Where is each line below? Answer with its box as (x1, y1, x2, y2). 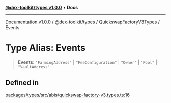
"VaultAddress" (17, 64, 50, 69)
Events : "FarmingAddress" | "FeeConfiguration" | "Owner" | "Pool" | (17, 59, 158, 65)
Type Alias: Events (5, 42, 85, 54)
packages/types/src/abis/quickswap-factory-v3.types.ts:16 (5, 92, 130, 98)
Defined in (5, 79, 39, 87)
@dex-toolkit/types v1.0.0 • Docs (5, 5, 78, 10)
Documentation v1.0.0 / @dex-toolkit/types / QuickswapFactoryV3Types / (5, 19, 160, 25)
